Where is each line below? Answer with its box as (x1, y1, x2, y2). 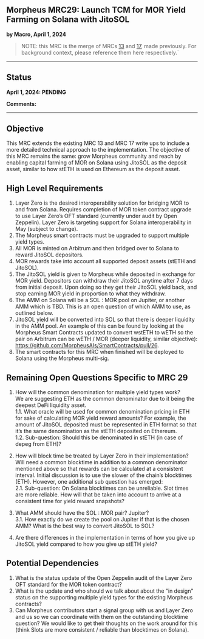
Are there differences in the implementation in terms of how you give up (15, 534, 195, 542)
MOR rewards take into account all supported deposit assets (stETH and (15, 258, 196, 265)
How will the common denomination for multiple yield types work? (15, 389, 181, 396)
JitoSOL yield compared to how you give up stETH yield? (15, 540, 158, 548)
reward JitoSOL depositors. (15, 251, 84, 258)
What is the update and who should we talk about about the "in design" (15, 587, 194, 595)
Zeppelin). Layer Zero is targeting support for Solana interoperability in (15, 219, 192, 226)
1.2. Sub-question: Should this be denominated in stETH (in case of (15, 434, 183, 441)
